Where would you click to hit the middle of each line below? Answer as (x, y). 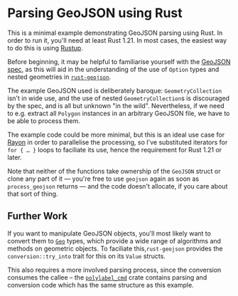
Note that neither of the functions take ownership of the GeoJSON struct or (114, 171)
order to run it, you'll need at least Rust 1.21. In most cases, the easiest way (117, 40)
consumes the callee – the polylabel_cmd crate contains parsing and (107, 277)
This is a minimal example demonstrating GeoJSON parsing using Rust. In (115, 33)
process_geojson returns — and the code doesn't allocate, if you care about (118, 186)
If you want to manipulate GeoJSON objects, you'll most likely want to (109, 233)
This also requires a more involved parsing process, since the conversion (114, 270)
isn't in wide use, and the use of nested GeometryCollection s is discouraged (118, 98)
